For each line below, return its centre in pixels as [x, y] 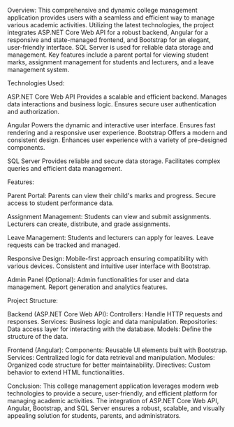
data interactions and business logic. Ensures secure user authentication [112, 104]
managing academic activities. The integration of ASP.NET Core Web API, [113, 401]
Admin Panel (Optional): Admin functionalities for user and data [98, 280]
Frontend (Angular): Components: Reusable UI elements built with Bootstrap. [117, 350]
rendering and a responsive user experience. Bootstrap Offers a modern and [117, 133]
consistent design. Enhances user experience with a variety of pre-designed [117, 140]
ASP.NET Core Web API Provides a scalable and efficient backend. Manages [117, 97]
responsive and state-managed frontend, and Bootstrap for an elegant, [109, 40]
